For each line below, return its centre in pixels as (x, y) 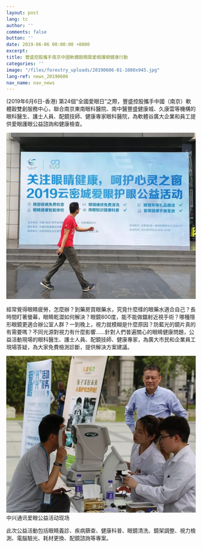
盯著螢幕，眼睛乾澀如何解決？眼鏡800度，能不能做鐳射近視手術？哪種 (103, 317)
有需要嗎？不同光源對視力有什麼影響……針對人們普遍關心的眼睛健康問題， (98, 332)
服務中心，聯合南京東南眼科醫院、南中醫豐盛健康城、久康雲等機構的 (111, 109)
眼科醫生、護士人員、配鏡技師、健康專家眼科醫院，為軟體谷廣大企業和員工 (98, 116)
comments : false (26, 32)
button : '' (20, 38)
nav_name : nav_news (31, 83)
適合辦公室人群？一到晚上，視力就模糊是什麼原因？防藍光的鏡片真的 (111, 324)
